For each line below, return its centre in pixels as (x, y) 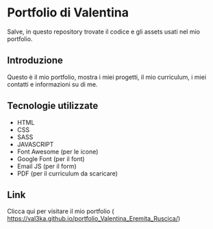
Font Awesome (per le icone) (58, 152)
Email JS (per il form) (47, 166)
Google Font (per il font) (51, 158)
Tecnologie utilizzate (53, 106)
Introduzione (35, 61)
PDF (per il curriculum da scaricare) (67, 173)
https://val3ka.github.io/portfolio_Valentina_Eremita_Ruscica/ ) (94, 219)
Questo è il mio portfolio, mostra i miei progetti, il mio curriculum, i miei (107, 77)
